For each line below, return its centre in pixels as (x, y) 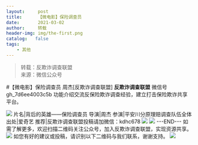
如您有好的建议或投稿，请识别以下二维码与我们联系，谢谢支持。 (91, 136)
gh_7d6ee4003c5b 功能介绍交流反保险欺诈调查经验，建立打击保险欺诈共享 (97, 94)
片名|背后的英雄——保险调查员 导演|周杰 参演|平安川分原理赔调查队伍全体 (103, 114)
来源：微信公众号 (41, 75)
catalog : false (27, 39)
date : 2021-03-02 (35, 22)
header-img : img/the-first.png (44, 33)
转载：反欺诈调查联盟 (46, 67)
